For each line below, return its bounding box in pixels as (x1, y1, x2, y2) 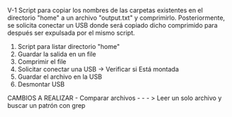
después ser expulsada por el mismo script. (7, 28, 136, 37)
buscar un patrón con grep (7, 101, 86, 109)
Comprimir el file (17, 57, 67, 66)
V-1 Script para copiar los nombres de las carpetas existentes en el (7, 6, 204, 14)
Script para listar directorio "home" (17, 43, 121, 50)
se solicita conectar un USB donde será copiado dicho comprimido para (7, 21, 218, 29)
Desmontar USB (17, 80, 65, 88)
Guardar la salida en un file (17, 50, 96, 58)
